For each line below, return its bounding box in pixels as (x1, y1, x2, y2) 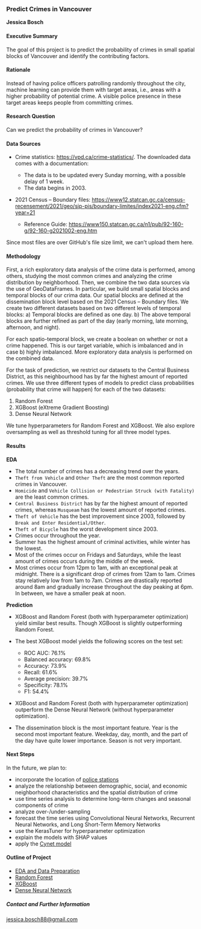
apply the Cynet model (14, 840, 72, 847)
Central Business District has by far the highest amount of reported (14, 499, 188, 507)
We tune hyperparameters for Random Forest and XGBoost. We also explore (6, 422, 195, 429)
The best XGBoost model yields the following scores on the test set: (14, 637, 184, 645)
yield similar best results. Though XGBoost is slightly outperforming (14, 619, 182, 627)
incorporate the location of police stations (14, 775, 119, 783)
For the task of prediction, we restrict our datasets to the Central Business (6, 366, 190, 374)
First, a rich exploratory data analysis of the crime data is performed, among (6, 266, 196, 273)
